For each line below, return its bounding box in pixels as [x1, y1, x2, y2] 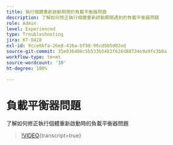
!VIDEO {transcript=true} [21, 132, 82, 140]
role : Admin [6, 20, 36, 26]
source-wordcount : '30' [6, 59, 67, 66]
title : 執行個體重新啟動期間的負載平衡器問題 [6, 8, 107, 15]
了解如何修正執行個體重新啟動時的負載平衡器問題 [6, 120, 129, 127]
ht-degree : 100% [6, 65, 47, 72]
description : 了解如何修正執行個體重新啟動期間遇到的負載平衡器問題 [6, 15, 160, 21]
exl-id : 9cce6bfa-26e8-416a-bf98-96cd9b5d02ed [6, 43, 126, 49]
